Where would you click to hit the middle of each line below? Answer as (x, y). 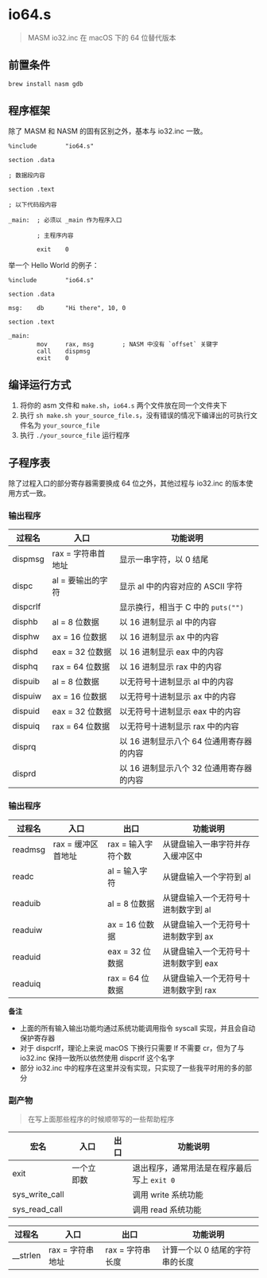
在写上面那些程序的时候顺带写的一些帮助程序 (101, 1119)
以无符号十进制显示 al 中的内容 (176, 682)
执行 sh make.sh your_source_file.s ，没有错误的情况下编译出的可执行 (135, 416)
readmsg (29, 850)
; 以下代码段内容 (33, 205)
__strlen (27, 1255)
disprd (24, 774)
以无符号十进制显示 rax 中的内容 (179, 726)
